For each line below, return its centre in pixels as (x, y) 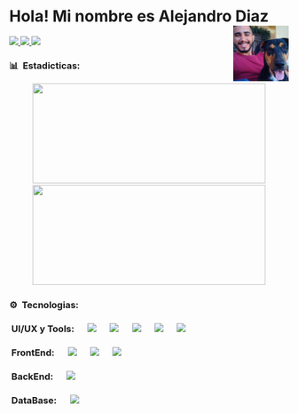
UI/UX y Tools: (43, 329)
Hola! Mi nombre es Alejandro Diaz (139, 16)
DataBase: (34, 400)
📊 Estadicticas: (45, 66)
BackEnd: (32, 377)
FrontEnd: (33, 353)
